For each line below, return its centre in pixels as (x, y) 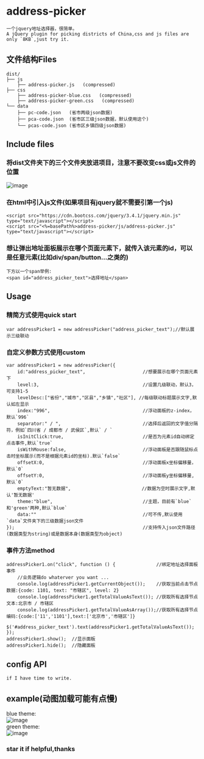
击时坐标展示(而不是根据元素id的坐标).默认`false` (63, 456)
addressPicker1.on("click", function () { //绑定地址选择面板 (102, 565)
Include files (30, 144)
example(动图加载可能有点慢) (62, 698)
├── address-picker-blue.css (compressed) (75, 95)
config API (26, 664)
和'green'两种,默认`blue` (37, 508)
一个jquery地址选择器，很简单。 (42, 29)
